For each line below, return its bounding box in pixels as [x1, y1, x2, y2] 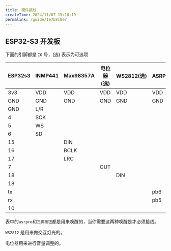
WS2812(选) [116, 72, 148, 79]
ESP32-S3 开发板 [5, 37, 60, 46]
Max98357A [63, 72, 95, 79]
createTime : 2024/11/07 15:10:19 [5, 12, 76, 17]
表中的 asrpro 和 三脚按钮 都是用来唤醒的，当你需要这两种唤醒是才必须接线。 [5, 218, 159, 225]
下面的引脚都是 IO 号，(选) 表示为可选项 [5, 51, 89, 58]
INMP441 [35, 72, 59, 79]
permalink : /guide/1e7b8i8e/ [5, 17, 67, 22]
